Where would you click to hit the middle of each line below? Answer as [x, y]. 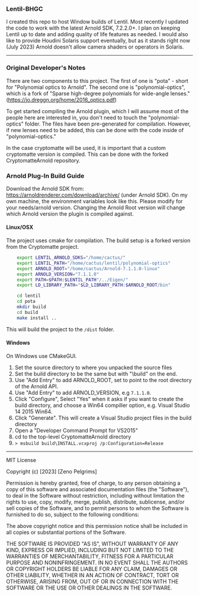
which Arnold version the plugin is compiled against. [70, 214]
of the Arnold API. [36, 386]
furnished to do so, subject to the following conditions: [73, 514]
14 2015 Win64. [33, 411]
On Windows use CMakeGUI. [41, 356]
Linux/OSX [20, 227]
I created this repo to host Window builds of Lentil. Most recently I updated [97, 22]
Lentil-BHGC [25, 9]
